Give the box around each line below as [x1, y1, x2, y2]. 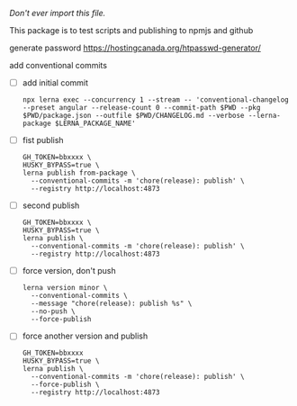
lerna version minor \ [22, 284, 108, 293]
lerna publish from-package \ [22, 168, 137, 178]
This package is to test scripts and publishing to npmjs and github [9, 25, 254, 35]
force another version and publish [22, 330, 148, 341]
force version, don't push [22, 266, 116, 276]
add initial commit [22, 77, 88, 88]
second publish [22, 200, 80, 211]
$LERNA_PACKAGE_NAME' [55, 119, 137, 129]
